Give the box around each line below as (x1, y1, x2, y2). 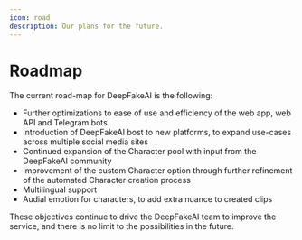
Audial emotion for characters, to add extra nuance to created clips (22, 194, 273, 205)
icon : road (9, 13, 51, 23)
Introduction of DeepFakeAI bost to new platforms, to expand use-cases (22, 127, 292, 138)
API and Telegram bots (22, 117, 109, 128)
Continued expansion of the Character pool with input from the (22, 146, 257, 157)
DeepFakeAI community (22, 155, 112, 167)
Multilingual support (22, 184, 98, 195)
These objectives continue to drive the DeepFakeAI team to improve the (9, 211, 277, 222)
